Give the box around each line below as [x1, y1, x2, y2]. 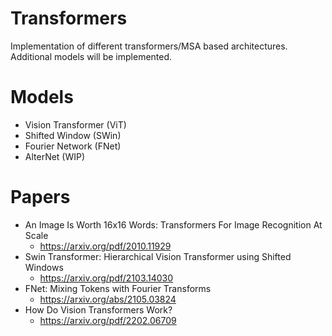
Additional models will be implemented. [10, 50, 173, 62]
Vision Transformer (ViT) [24, 118, 127, 131]
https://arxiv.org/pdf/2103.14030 [39, 272, 174, 284]
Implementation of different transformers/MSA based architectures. [10, 40, 288, 52]
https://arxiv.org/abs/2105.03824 [39, 293, 177, 305]
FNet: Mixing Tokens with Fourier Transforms [24, 282, 212, 294]
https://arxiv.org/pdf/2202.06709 [39, 314, 177, 326]
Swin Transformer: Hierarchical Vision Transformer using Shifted [24, 250, 292, 262]
